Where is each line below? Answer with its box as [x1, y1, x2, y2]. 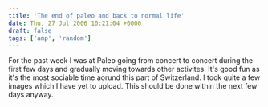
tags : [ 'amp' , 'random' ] [8, 34, 91, 42]
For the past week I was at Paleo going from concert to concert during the [8, 56, 254, 65]
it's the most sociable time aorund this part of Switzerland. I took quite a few [8, 73, 261, 82]
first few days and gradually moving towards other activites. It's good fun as [8, 65, 260, 74]
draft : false [8, 26, 52, 34]
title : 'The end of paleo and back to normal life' [8, 11, 185, 20]
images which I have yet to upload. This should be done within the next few [8, 81, 258, 91]
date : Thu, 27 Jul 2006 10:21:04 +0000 [8, 19, 142, 27]
